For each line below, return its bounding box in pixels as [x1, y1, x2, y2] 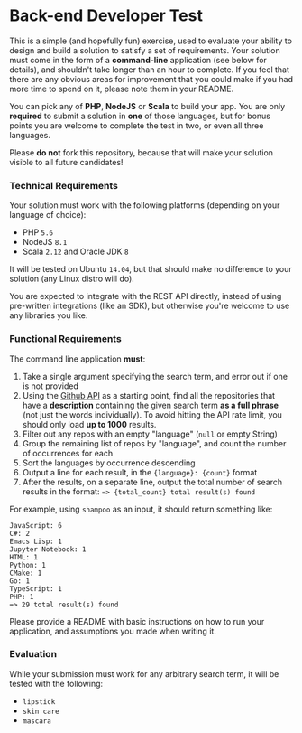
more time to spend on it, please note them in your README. [9, 83, 234, 94]
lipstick [22, 697, 56, 706]
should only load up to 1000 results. [22, 418, 157, 429]
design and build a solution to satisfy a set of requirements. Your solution [9, 44, 281, 55]
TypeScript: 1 [9, 584, 63, 593]
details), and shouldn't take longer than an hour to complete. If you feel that [9, 64, 290, 75]
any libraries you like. [9, 310, 88, 321]
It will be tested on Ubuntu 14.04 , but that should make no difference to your [9, 264, 293, 275]
